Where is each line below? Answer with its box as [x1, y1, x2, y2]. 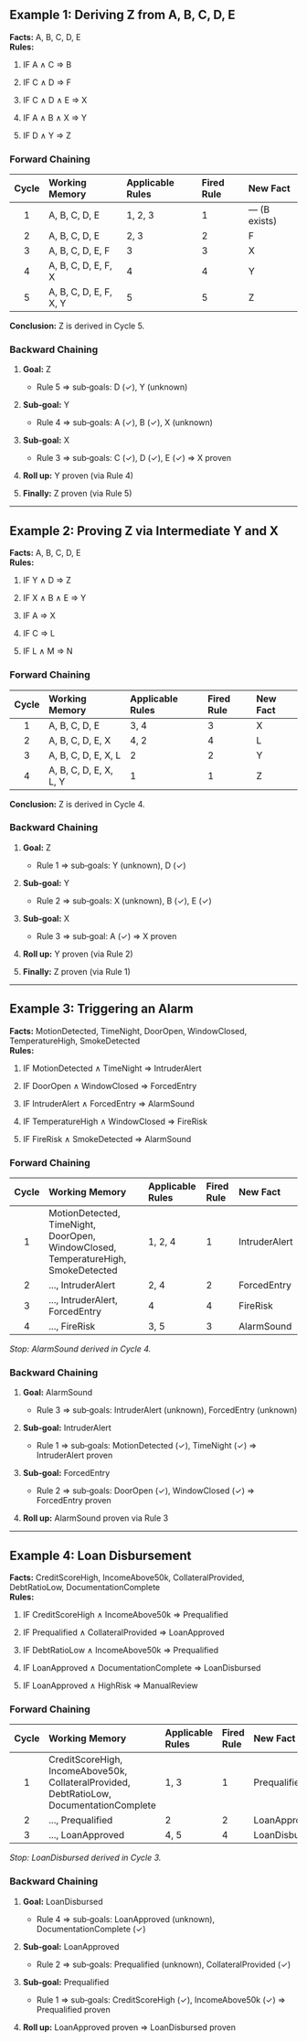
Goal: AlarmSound [22, 1387, 93, 1398]
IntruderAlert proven [36, 1449, 113, 1461]
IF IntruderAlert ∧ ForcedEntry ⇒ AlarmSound [22, 1097, 195, 1109]
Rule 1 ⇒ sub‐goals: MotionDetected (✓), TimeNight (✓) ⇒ [36, 1440, 258, 1451]
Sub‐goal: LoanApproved [22, 1940, 120, 1951]
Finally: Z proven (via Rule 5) [22, 488, 132, 499]
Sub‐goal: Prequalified [22, 1976, 110, 1987]
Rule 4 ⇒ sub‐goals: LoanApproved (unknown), [36, 1913, 216, 1924]
